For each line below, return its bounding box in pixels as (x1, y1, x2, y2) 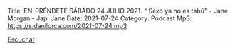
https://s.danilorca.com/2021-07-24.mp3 (7, 22, 127, 30)
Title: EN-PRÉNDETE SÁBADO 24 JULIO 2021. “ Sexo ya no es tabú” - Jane (7, 7, 229, 15)
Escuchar (7, 35, 36, 44)
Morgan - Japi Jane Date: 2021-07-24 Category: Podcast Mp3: (7, 14, 192, 23)
